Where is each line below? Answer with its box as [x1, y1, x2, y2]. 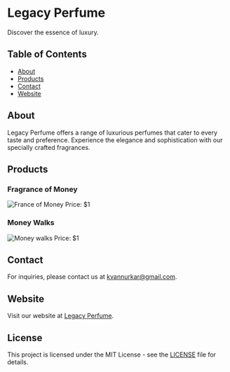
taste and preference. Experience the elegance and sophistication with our [7, 135, 223, 144]
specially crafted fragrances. [7, 143, 90, 151]
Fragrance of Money [7, 184, 79, 194]
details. [7, 357, 29, 366]
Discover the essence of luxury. [7, 28, 100, 36]
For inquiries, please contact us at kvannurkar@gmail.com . [7, 273, 177, 281]
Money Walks [7, 218, 55, 228]
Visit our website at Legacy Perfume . [7, 312, 114, 320]
